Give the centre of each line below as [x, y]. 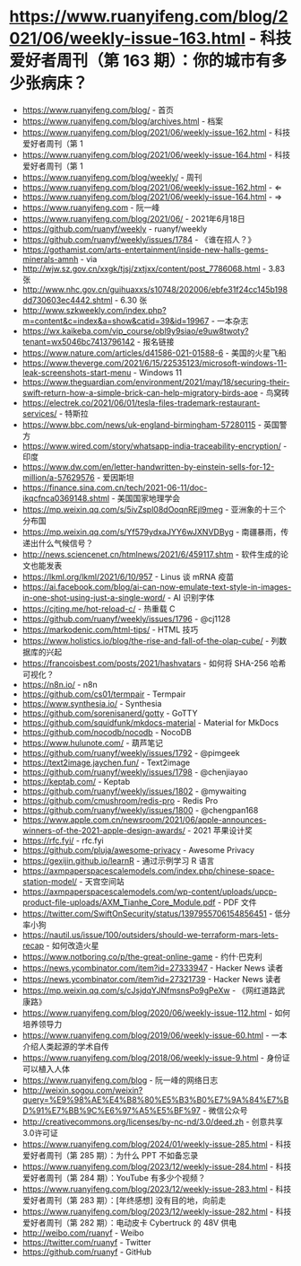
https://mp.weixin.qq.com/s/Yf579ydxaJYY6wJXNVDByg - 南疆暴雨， [151, 532]
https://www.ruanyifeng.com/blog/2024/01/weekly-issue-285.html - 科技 [157, 1144]
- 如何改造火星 [73, 945]
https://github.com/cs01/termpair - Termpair [104, 694]
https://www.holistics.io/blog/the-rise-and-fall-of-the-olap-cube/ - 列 [150, 640]
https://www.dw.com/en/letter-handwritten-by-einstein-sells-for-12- [148, 466]
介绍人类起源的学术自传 [65, 1046]
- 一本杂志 [230, 321]
